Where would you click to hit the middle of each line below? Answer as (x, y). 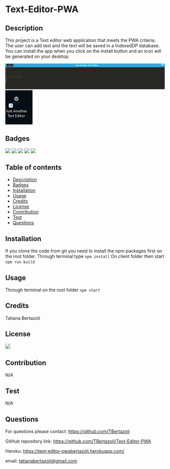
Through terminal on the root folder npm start (53, 290)
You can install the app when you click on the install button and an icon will (83, 51)
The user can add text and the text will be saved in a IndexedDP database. (83, 46)
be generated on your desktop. (37, 56)
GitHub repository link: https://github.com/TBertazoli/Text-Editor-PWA (78, 441)
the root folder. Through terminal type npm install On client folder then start (85, 256)
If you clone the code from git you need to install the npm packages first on (84, 251)
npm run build (20, 262)
